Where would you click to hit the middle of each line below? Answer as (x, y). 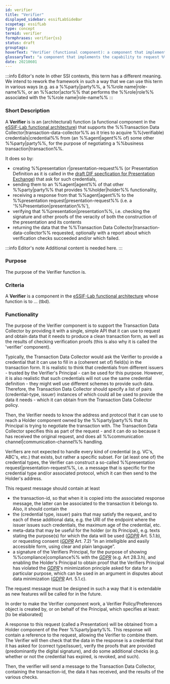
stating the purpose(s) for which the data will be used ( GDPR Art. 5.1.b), (87, 536)
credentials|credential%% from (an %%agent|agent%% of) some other (80, 138)
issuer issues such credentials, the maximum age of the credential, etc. (87, 525)
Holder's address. (24, 479)
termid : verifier (24, 33)
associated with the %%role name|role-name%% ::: (59, 98)
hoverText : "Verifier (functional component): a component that (74, 52)
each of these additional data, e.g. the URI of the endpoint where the (84, 520)
